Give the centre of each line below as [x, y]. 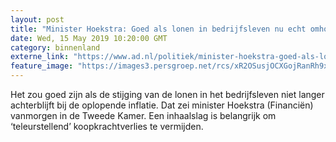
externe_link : [40, 57]
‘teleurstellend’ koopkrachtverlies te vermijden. [107, 126]
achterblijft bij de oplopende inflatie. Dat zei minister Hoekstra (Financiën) [162, 105]
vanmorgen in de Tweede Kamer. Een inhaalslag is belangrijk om [143, 115]
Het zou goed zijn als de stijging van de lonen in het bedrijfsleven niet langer [167, 94]
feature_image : [42, 66]
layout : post [37, 19]
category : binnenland [55, 47]
